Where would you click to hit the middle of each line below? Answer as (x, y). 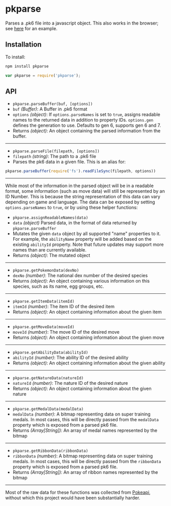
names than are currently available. (49, 250)
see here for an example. (31, 28)
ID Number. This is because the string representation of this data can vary (83, 197)
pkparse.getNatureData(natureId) (48, 378)
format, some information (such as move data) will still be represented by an (85, 191)
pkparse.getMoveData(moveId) (44, 327)
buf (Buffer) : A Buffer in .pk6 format (50, 109)
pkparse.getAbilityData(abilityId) (50, 353)
